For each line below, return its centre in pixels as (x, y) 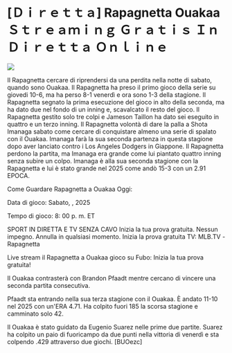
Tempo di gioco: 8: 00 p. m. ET (51, 216)
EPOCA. (18, 175)
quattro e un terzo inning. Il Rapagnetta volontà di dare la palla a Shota (107, 124)
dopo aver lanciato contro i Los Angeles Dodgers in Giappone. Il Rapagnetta (115, 146)
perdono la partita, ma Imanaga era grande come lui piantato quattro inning (114, 153)
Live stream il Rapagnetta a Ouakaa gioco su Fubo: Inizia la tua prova (106, 257)
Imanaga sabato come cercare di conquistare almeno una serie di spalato (112, 132)
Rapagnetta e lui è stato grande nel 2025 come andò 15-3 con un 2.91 (107, 168)
